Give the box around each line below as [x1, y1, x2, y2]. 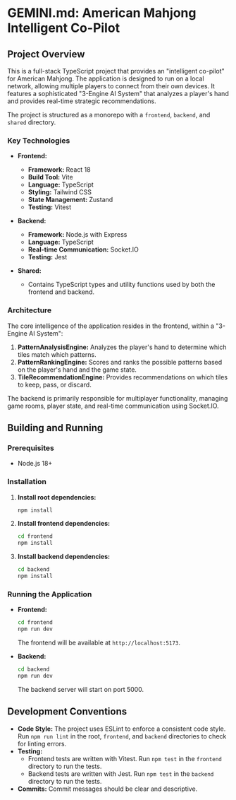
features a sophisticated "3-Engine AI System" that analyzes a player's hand [7, 90, 229, 98]
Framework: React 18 [27, 165, 91, 174]
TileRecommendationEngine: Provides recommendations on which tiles [17, 372, 228, 381]
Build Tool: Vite [27, 173, 73, 182]
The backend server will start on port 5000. [17, 685, 144, 693]
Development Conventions [7, 705, 128, 718]
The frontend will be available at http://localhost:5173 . [17, 638, 181, 647]
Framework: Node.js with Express [27, 230, 128, 239]
